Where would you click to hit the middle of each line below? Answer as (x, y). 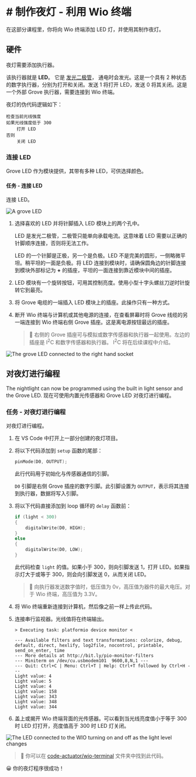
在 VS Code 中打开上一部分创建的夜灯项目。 (68, 438)
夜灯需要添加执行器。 (32, 64)
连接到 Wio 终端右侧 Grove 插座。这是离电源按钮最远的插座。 (99, 322)
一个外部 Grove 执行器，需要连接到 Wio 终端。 (62, 92)
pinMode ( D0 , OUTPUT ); (41, 462)
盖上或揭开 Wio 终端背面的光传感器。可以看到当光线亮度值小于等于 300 (101, 718)
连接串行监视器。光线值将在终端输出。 (61, 619)
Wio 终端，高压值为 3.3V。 (68, 594)
